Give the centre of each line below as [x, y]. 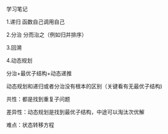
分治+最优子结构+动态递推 [39, 73]
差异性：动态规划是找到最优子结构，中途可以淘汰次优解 [75, 112]
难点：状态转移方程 [30, 125]
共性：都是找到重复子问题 [38, 99]
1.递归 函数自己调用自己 [35, 22]
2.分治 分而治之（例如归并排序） [47, 35]
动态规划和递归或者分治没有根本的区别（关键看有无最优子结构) [84, 86]
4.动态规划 [19, 60]
